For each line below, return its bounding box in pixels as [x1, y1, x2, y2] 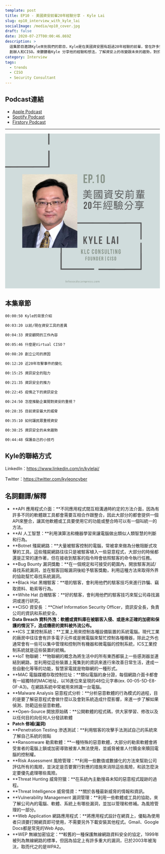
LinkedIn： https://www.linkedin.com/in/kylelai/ [5, 466, 100, 472]
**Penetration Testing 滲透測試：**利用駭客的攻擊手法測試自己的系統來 [12, 727, 158, 733]
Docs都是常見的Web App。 [12, 826, 68, 831]
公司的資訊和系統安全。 [12, 610, 60, 616]
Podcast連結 [5, 95, 44, 104]
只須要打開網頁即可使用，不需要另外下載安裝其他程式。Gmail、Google [16, 819, 159, 825]
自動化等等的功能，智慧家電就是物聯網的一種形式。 [16, 666, 120, 672]
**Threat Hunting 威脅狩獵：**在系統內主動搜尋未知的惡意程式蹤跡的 [12, 776, 153, 782]
